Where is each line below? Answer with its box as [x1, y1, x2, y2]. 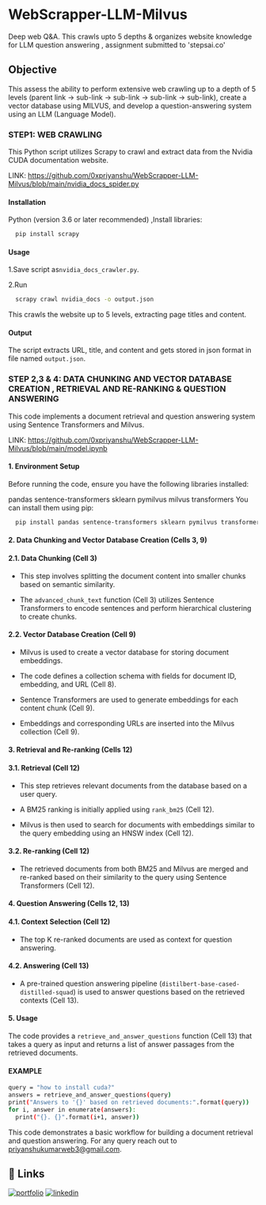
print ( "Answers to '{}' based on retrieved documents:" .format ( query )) [8, 1098, 249, 1106]
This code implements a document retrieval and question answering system [8, 411, 256, 421]
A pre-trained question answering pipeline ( [19, 979, 162, 988]
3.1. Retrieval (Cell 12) [8, 763, 81, 772]
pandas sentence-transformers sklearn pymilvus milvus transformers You [8, 495, 249, 504]
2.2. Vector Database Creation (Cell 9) [8, 630, 136, 639]
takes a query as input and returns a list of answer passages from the [8, 1039, 235, 1049]
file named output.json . [8, 354, 85, 363]
